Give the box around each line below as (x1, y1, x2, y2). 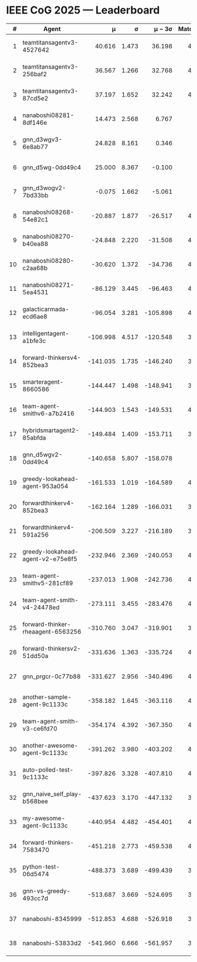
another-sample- (22, 693, 72, 701)
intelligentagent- (22, 329, 69, 337)
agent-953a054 (22, 482, 69, 490)
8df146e (22, 118, 47, 126)
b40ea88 (22, 239, 49, 247)
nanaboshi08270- (22, 232, 74, 240)
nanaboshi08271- (22, 280, 74, 289)
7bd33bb (22, 191, 49, 199)
